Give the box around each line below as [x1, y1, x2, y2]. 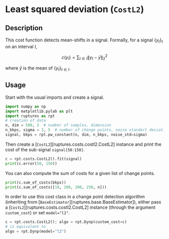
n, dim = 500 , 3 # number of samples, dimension [5, 123, 112, 128]
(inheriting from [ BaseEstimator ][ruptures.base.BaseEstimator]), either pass [5, 199, 161, 205]
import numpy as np [5, 104, 46, 109]
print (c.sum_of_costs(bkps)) [5, 180, 66, 185]
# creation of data [5, 118, 46, 123]
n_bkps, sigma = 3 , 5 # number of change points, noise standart [5, 128, 147, 133]
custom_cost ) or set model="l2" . [5, 210, 70, 216]
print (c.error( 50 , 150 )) [5, 161, 57, 166]
